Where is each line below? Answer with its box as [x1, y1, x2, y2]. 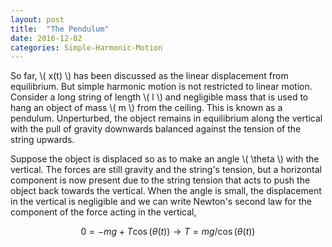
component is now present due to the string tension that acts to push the [10, 174, 311, 186]
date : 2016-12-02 [10, 33, 83, 43]
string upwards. [10, 134, 75, 146]
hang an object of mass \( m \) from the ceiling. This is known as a [10, 102, 283, 114]
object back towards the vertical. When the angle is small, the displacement [10, 185, 322, 197]
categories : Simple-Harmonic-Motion [10, 42, 163, 53]
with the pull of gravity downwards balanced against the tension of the [10, 123, 302, 135]
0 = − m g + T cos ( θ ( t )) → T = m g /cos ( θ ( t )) [80, 226, 256, 238]
